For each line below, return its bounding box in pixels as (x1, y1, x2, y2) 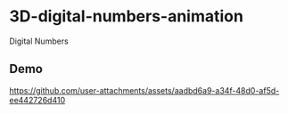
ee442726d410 (9, 94, 65, 105)
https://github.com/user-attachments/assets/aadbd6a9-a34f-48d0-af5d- (9, 85, 280, 95)
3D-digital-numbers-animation (9, 6, 243, 27)
